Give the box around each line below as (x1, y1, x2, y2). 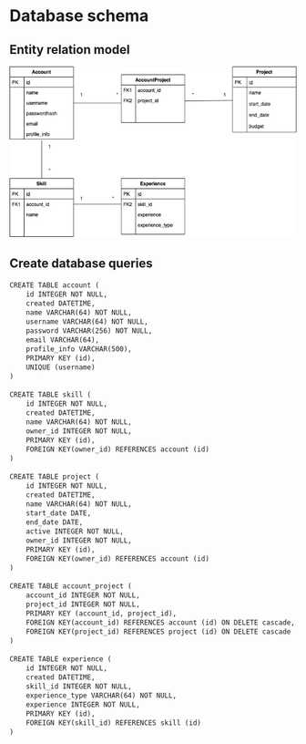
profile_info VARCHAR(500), (25, 345, 132, 354)
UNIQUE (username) (25, 363, 96, 372)
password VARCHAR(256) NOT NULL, (25, 326, 153, 336)
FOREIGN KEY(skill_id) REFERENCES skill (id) (25, 718, 202, 728)
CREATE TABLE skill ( (9, 390, 92, 399)
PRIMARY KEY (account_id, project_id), (25, 609, 178, 618)
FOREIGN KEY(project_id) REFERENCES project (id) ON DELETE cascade (25, 627, 291, 636)
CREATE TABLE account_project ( (9, 582, 132, 591)
